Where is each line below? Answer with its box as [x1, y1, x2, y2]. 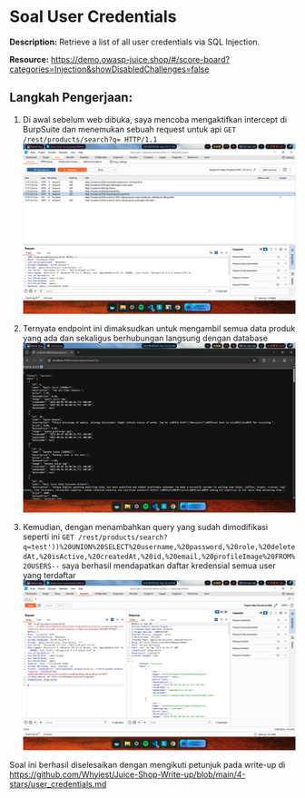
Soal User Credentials [9, 6, 177, 27]
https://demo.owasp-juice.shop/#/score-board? [51, 54, 230, 64]
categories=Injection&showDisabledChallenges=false [9, 64, 210, 74]
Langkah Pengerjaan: [9, 90, 133, 105]
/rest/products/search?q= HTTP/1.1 [22, 134, 158, 144]
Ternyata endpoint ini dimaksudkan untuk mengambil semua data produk [22, 322, 296, 333]
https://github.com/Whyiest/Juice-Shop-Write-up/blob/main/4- [9, 769, 246, 780]
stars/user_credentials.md [9, 778, 107, 789]
